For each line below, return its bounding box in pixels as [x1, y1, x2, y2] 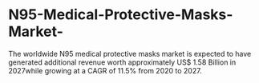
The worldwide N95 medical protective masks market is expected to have [8, 49, 252, 58]
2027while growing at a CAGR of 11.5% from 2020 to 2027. [8, 65, 202, 75]
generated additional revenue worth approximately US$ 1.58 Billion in [8, 57, 237, 67]
